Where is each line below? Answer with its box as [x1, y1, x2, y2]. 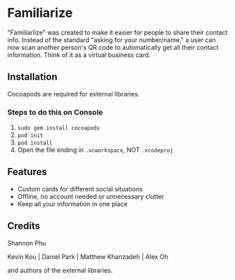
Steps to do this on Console [7, 107, 103, 117]
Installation [7, 71, 58, 83]
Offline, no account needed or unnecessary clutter [17, 192, 165, 201]
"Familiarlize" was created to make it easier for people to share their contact [7, 28, 228, 37]
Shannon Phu [7, 238, 46, 247]
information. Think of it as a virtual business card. [7, 51, 151, 59]
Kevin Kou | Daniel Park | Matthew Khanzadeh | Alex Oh [7, 252, 169, 261]
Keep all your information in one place [17, 199, 128, 208]
